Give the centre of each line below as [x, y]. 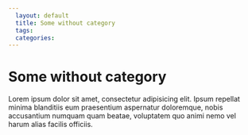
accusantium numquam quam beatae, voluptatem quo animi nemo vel [122, 116]
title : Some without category [65, 23]
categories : [35, 38]
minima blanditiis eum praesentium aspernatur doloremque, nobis [116, 107]
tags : [25, 30]
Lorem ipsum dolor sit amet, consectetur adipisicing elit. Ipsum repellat [124, 99]
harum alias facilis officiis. [50, 125]
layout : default [42, 15]
